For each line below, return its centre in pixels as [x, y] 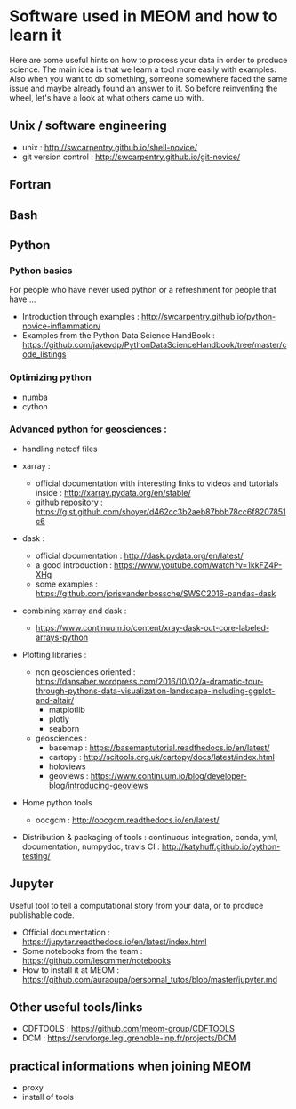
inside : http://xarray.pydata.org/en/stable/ [113, 492]
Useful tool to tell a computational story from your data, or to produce [136, 905]
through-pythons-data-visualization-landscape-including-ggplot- [155, 691]
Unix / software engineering [88, 126]
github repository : [69, 502]
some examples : [66, 584]
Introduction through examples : [80, 317]
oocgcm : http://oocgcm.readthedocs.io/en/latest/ [127, 820]
